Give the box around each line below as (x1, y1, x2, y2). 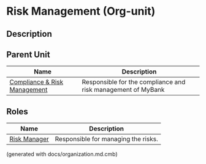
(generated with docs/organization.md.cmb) (6, 151, 118, 158)
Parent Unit (6, 49, 50, 59)
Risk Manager (9, 135, 49, 143)
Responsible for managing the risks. (55, 135, 158, 143)
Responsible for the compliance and (82, 78, 186, 86)
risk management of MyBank (82, 86, 165, 94)
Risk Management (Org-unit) (6, 4, 156, 18)
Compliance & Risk (9, 78, 64, 86)
